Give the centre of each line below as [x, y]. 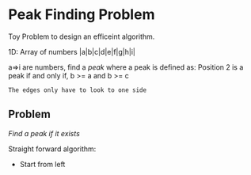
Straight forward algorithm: [52, 149]
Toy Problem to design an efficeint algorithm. [82, 36]
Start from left [42, 164]
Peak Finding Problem [82, 15]
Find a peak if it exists [44, 133]
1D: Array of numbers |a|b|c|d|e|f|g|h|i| [72, 51]
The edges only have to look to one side [78, 90]
